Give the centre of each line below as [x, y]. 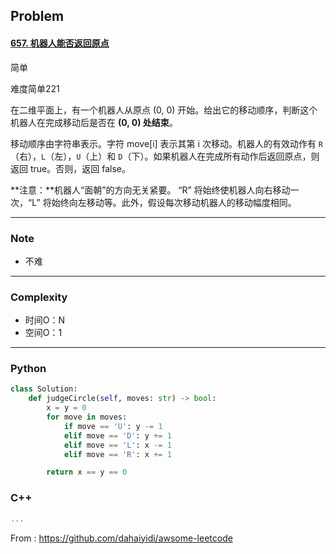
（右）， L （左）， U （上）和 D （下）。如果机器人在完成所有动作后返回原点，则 [165, 156]
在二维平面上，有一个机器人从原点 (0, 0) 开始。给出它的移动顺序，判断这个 [164, 110]
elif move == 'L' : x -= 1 [117, 445]
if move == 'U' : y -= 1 [113, 426]
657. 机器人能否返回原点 [60, 43]
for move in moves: [87, 417]
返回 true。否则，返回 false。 [70, 168]
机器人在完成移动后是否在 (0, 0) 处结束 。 [94, 122]
